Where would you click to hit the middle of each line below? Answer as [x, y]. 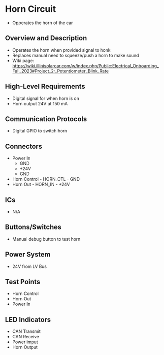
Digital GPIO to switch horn [40, 131]
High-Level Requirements [45, 86]
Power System [28, 255]
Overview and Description [46, 38]
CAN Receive [26, 337]
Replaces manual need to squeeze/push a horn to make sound [76, 55]
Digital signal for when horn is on [46, 98]
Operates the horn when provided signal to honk [61, 50]
